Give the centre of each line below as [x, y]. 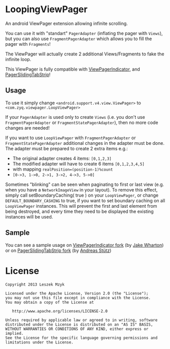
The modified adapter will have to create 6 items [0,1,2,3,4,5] [78, 164]
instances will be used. [29, 216]
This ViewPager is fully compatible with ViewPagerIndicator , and [73, 69]
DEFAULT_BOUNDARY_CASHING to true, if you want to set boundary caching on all [85, 200]
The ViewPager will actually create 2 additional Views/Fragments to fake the [85, 54]
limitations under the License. [39, 342]
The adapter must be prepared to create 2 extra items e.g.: [67, 148]
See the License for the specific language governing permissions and [81, 338]
